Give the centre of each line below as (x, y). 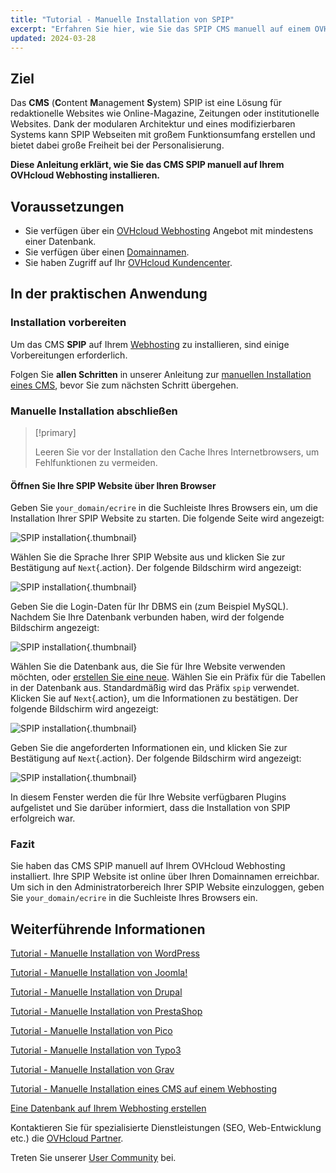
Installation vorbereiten (68, 323)
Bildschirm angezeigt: (55, 628)
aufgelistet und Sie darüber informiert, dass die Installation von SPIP (150, 808)
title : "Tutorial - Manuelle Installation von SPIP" (122, 19)
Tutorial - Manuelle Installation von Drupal (96, 992)
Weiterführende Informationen (108, 929)
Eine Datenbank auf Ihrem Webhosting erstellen (108, 1108)
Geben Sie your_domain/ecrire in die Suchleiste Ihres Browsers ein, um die (164, 508)
